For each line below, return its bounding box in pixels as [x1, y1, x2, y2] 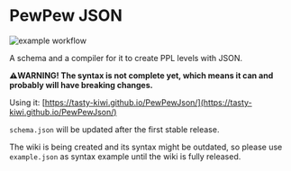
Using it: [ [9, 96, 46, 108]
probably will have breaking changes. [9, 79, 153, 90]
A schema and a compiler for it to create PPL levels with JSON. [9, 52, 243, 63]
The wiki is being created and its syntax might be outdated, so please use [9, 141, 283, 152]
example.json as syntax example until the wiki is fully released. [9, 150, 241, 162]
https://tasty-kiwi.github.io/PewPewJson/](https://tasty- [44, 96, 252, 108]
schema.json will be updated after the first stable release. [9, 123, 220, 135]
